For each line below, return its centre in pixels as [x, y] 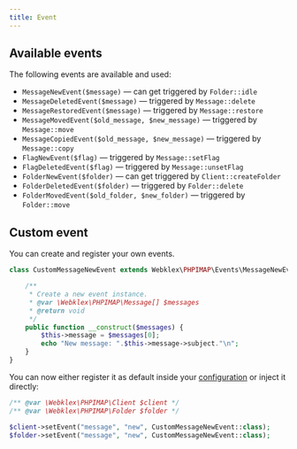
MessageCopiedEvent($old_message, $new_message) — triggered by [141, 139]
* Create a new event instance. [88, 294]
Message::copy [48, 149]
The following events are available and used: [90, 74]
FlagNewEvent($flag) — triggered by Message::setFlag [121, 158]
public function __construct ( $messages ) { [104, 327]
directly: [24, 386]
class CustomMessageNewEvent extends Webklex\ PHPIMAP [110, 270]
